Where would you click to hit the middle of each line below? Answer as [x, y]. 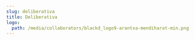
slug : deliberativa [31, 11]
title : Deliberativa [32, 17]
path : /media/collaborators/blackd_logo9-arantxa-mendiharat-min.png [100, 28]
